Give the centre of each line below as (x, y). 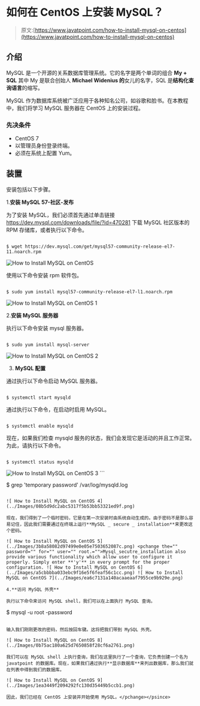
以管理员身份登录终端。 (44, 146)
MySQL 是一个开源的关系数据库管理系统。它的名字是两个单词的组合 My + (97, 73)
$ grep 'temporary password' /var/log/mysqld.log (67, 485)
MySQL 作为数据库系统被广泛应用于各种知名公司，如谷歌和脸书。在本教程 (97, 100)
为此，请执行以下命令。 (35, 445)
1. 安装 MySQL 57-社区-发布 (40, 202)
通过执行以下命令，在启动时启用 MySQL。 (58, 409)
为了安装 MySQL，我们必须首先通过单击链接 (61, 215)
